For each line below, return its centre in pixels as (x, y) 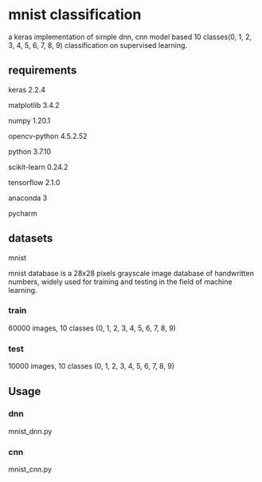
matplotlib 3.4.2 (34, 105)
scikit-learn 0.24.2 (38, 167)
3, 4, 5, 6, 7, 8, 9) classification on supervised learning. (98, 45)
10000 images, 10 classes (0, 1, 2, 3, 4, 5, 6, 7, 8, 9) (92, 366)
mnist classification (75, 15)
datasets (31, 238)
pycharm (23, 213)
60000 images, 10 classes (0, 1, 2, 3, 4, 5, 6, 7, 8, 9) (92, 328)
